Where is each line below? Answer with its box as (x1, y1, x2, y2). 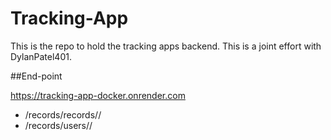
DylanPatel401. (10, 50, 72, 62)
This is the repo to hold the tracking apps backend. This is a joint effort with (10, 40, 322, 52)
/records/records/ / (24, 108, 102, 121)
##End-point (10, 70, 63, 82)
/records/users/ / (24, 119, 93, 131)
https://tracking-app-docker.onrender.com (10, 89, 186, 101)
